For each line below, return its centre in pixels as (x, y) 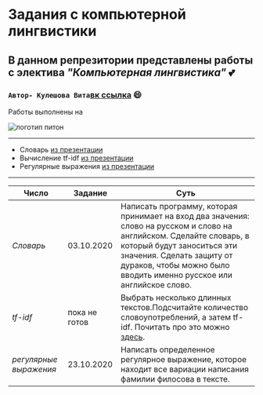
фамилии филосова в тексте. (175, 379)
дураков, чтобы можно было (175, 265)
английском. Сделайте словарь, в (185, 236)
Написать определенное (168, 349)
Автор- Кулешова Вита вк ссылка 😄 (75, 94)
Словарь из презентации (61, 149)
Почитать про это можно (182, 327)
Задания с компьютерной (97, 15)
